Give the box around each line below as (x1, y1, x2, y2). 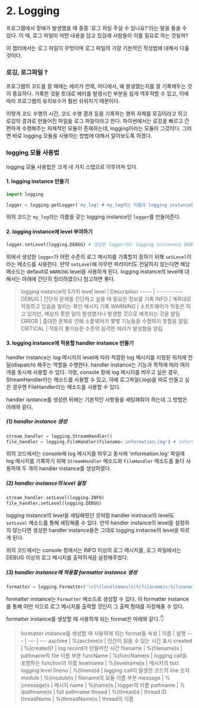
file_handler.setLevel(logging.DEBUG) (6, 500, 102, 507)
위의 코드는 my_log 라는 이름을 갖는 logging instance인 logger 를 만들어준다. (6, 213, 181, 220)
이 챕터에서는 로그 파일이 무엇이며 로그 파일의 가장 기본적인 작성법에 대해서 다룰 (6, 44, 190, 52)
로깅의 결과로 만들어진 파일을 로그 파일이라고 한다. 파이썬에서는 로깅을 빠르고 (6, 117, 184, 125)
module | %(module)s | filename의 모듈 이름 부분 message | (20, 674, 164, 681)
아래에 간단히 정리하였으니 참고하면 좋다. (21, 275, 115, 282)
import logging (6, 191, 44, 197)
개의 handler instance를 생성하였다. (28, 465, 112, 472)
